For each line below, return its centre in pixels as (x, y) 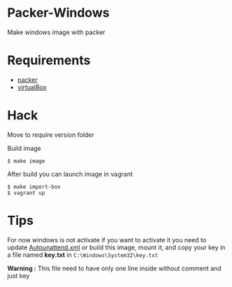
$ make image (26, 161)
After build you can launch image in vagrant (70, 174)
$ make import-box (34, 186)
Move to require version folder (51, 135)
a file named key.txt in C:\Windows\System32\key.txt (83, 255)
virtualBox (32, 87)
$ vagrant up (26, 193)
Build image (24, 148)
